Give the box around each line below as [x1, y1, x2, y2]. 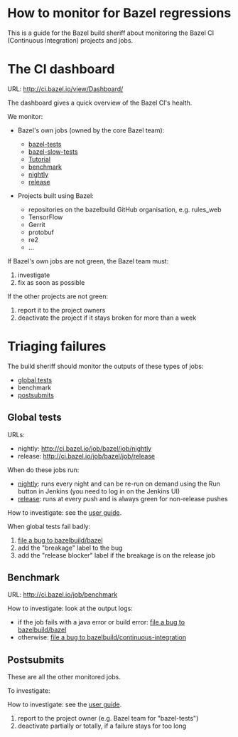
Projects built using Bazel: [17, 191, 94, 200]
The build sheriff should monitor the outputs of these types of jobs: [7, 362, 204, 370]
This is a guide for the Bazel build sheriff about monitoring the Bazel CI [7, 28, 215, 37]
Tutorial [28, 155, 51, 163]
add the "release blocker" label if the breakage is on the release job [17, 550, 215, 560]
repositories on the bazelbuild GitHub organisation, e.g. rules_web [28, 205, 222, 214]
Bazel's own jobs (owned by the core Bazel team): [17, 126, 165, 135]
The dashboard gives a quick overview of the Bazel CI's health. [7, 98, 193, 107]
